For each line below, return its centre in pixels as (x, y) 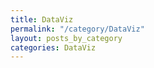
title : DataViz (42, 19)
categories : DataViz (53, 47)
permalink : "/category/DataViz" (77, 29)
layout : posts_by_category (66, 38)
